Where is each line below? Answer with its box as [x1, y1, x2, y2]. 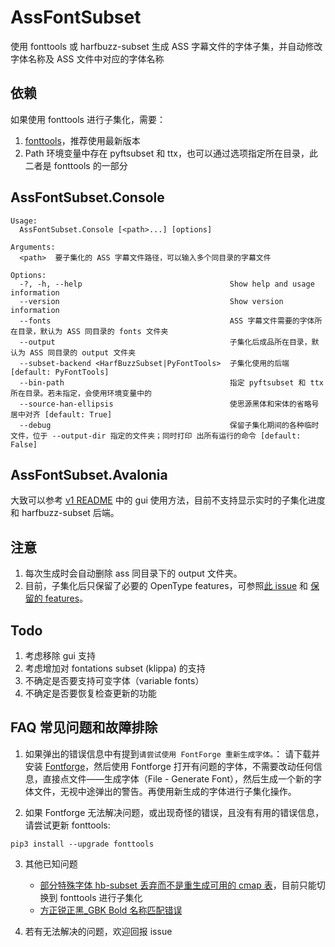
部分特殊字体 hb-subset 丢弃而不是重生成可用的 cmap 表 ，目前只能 [39, 879, 317, 891]
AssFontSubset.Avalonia [10, 466, 168, 483]
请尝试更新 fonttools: [24, 819, 111, 831]
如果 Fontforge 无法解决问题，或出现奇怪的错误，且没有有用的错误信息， [24, 806, 325, 818]
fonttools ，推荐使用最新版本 [24, 134, 141, 146]
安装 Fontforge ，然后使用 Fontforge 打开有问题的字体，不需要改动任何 [24, 760, 314, 772]
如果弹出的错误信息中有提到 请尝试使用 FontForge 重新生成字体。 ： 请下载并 [24, 747, 321, 760]
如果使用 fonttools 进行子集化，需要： [10, 113, 166, 125]
